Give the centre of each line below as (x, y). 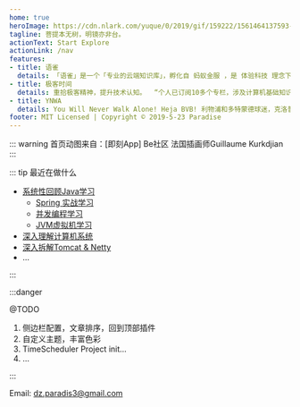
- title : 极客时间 (41, 84)
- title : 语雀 (34, 68)
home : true (29, 17)
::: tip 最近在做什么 (43, 173)
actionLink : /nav (42, 51)
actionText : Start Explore (59, 42)
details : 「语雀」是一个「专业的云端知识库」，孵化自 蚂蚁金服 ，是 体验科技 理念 (151, 76)
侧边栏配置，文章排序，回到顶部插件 (89, 328)
